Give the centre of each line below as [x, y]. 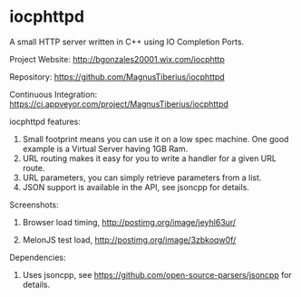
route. [34, 168]
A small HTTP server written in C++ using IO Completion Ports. [127, 42]
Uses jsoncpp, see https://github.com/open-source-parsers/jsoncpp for [157, 274]
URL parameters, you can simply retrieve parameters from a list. [142, 177]
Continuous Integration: [53, 94]
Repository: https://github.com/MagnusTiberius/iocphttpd [117, 77]
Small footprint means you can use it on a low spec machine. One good [155, 139]
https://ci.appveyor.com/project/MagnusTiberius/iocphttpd [119, 104]
